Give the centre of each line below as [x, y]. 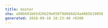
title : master [19, 9]
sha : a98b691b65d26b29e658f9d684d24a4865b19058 [54, 14]
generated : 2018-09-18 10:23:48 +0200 [44, 18]
